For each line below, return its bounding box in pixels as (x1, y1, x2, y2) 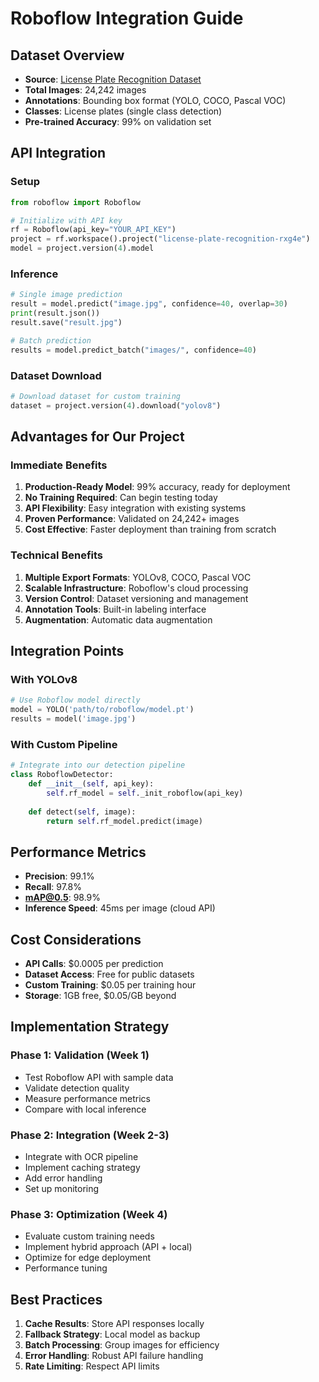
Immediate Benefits (10, 458, 108, 472)
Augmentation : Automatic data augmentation (24, 613, 213, 626)
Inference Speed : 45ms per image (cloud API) (24, 902, 216, 914)
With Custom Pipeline (10, 737, 118, 751)
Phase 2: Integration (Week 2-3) (10, 1128, 170, 1142)
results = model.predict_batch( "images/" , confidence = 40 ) (10, 345, 257, 355)
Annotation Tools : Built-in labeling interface (24, 603, 207, 615)
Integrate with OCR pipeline (24, 1150, 139, 1162)
